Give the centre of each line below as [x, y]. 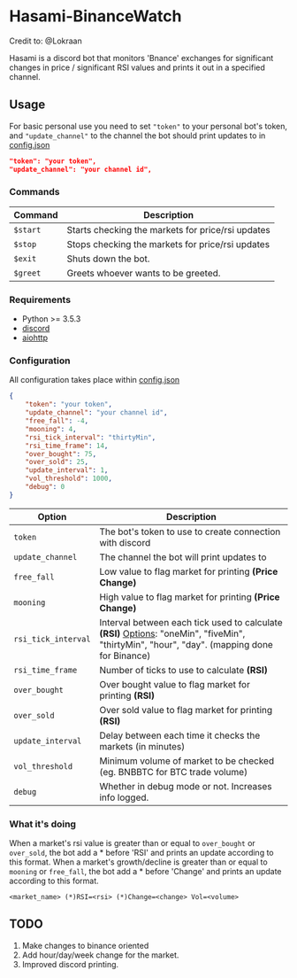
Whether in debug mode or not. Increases [186, 786]
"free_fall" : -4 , [57, 421]
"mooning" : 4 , [51, 429]
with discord [125, 542]
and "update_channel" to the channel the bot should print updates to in [137, 136]
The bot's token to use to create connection [190, 532]
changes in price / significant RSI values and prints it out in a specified [137, 67]
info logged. [124, 797]
